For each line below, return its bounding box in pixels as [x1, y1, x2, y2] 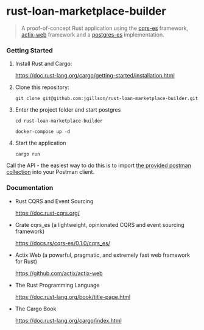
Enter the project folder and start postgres [15, 106, 121, 113]
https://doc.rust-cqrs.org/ [15, 209, 80, 217]
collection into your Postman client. [6, 168, 95, 176]
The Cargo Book [15, 305, 57, 312]
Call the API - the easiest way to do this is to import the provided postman [6, 162, 192, 169]
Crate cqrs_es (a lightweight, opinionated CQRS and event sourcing [15, 221, 185, 228]
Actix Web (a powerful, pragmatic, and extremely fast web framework [15, 251, 191, 259]
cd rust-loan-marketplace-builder [15, 118, 103, 124]
